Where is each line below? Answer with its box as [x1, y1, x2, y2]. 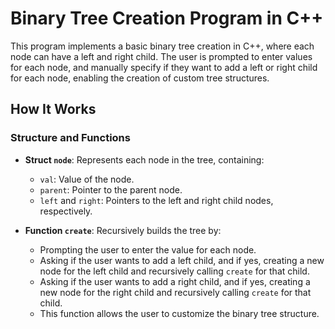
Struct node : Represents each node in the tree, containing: [24, 153, 265, 166]
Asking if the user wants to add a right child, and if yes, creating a [39, 275, 311, 287]
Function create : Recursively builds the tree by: [24, 224, 222, 236]
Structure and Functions [10, 131, 131, 145]
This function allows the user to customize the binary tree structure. [39, 307, 320, 319]
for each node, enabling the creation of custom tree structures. [10, 72, 270, 84]
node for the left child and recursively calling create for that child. [39, 265, 310, 277]
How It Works [10, 101, 97, 118]
